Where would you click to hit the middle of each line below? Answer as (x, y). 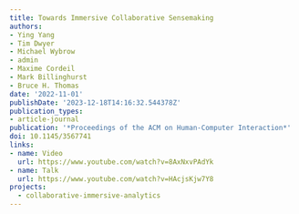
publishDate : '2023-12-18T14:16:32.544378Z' (95, 102)
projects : (28, 188)
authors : (26, 26)
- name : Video (36, 153)
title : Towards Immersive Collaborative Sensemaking (112, 18)
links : (22, 145)
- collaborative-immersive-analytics (89, 196)
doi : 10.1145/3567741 (51, 137)
